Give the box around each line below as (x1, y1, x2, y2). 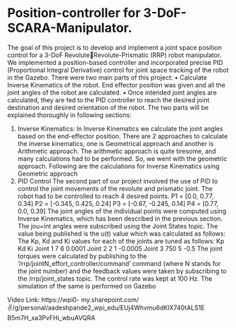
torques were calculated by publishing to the (17, 252, 147, 260)
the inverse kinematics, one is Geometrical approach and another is (17, 139, 214, 147)
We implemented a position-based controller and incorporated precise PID (7, 58, 223, 66)
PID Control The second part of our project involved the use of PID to (17, 176, 218, 185)
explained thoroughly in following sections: (7, 111, 132, 119)
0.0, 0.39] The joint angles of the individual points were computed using (17, 207, 227, 215)
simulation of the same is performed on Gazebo (17, 281, 156, 290)
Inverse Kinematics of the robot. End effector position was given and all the (7, 80, 225, 89)
